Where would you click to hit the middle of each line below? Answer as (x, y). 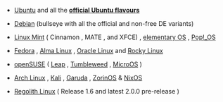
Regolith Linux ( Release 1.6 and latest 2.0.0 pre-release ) (96, 91)
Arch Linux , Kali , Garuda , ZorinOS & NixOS (78, 78)
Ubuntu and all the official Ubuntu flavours (77, 10)
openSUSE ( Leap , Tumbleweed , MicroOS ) (78, 64)
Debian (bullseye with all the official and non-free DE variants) (104, 23)
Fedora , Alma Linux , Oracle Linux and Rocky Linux (88, 51)
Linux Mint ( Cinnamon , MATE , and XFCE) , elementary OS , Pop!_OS (115, 37)
